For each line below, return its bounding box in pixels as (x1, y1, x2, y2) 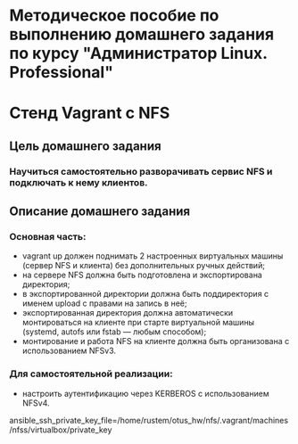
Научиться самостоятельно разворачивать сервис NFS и (9, 165, 273, 177)
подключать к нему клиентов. (9, 176, 149, 188)
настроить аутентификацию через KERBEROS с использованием (21, 388, 269, 399)
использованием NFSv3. (21, 345, 117, 357)
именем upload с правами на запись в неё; (21, 298, 187, 308)
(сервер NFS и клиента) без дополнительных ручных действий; (21, 260, 266, 271)
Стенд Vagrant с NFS (9, 103, 170, 123)
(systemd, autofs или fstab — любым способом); (21, 326, 207, 337)
